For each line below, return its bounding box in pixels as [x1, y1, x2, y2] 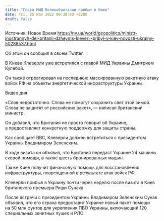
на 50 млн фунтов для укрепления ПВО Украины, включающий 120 [5, 205, 147, 211]
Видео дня [5, 90, 27, 96]
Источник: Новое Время [5, 30, 56, 36]
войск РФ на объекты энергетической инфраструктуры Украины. [5, 80, 144, 86]
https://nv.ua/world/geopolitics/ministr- [57, 30, 138, 36]
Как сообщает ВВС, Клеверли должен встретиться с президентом [5, 135, 146, 141]
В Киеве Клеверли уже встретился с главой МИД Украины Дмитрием [5, 60, 154, 66]
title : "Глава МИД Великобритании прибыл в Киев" [5, 7, 110, 12]
